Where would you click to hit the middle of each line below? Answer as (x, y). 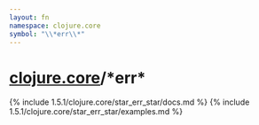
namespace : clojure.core (55, 26)
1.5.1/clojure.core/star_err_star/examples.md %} (96, 112)
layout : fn (29, 17)
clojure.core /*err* (78, 78)
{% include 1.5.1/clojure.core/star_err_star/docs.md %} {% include (129, 102)
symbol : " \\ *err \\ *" (47, 34)
